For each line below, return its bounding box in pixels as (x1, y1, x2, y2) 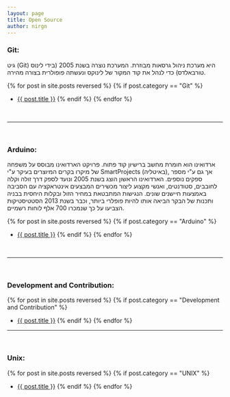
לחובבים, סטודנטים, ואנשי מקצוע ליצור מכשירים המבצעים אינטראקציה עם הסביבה (7, 182, 218, 190)
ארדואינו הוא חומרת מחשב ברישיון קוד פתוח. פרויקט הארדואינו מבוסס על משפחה (7, 160, 216, 168)
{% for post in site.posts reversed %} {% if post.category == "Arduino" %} (7, 217, 217, 225)
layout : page (7, 10, 44, 17)
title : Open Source (7, 16, 63, 23)
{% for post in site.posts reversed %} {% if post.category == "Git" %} (7, 81, 203, 90)
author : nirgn (7, 23, 48, 29)
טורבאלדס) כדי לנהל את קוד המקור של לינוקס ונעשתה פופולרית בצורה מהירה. (7, 68, 206, 76)
